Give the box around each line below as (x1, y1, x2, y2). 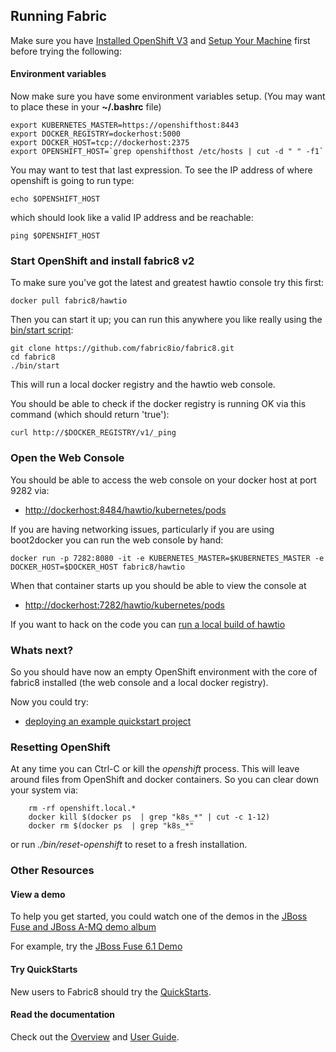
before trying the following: (10, 45, 122, 57)
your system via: (10, 784, 79, 796)
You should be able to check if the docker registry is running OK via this (10, 398, 307, 410)
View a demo (10, 888, 66, 900)
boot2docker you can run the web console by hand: (10, 534, 224, 546)
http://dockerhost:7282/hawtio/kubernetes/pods (24, 599, 225, 611)
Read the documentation (10, 1009, 116, 1021)
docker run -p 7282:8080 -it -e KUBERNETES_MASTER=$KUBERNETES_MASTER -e (10, 553, 325, 563)
